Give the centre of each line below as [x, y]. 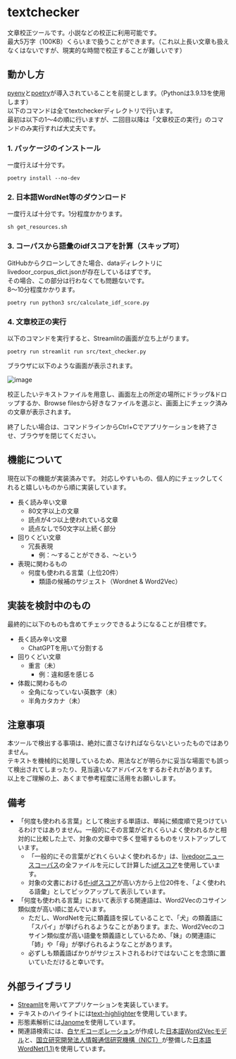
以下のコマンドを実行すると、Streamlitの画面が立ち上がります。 [100, 338]
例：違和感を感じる [67, 674]
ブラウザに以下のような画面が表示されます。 [72, 365]
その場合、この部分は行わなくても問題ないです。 [78, 280]
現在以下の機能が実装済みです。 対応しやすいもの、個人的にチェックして [113, 478]
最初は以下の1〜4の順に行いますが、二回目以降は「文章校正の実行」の [109, 119]
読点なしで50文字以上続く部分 [72, 528]
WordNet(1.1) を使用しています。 [63, 1048]
